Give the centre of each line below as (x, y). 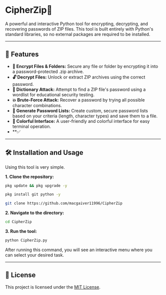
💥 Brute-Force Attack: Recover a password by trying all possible (78, 100)
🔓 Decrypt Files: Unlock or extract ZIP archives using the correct (79, 77)
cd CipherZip (19, 222)
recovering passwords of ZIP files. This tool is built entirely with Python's (79, 29)
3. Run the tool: (21, 231)
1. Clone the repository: (30, 177)
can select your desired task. (35, 255)
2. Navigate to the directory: (35, 213)
